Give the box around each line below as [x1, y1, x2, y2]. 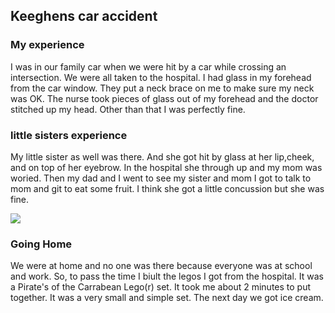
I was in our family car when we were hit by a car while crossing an [10, 60, 287, 73]
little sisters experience [10, 128, 128, 142]
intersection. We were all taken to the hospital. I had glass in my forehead [10, 71, 312, 83]
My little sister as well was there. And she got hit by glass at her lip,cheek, [10, 150, 315, 163]
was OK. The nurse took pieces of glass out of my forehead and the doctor [10, 92, 319, 104]
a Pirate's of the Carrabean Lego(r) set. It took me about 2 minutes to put [10, 281, 312, 293]
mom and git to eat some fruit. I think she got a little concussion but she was [10, 182, 325, 194]
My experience [10, 38, 85, 52]
